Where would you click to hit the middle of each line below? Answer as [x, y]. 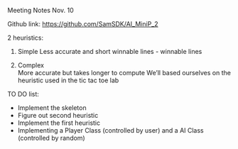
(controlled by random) [51, 138]
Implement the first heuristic [59, 123]
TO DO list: [23, 94]
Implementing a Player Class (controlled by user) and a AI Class [110, 130]
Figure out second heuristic [58, 115]
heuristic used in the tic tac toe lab [68, 80]
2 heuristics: [26, 38]
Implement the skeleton [52, 108]
